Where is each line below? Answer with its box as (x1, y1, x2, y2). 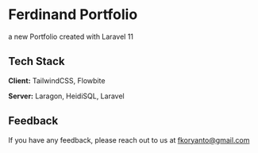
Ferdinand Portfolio (8, 6, 138, 24)
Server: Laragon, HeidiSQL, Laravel (8, 91, 125, 101)
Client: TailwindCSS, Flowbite (8, 75, 106, 85)
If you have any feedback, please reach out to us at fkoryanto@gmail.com (8, 135, 250, 144)
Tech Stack (8, 55, 65, 68)
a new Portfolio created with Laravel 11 (8, 32, 133, 41)
